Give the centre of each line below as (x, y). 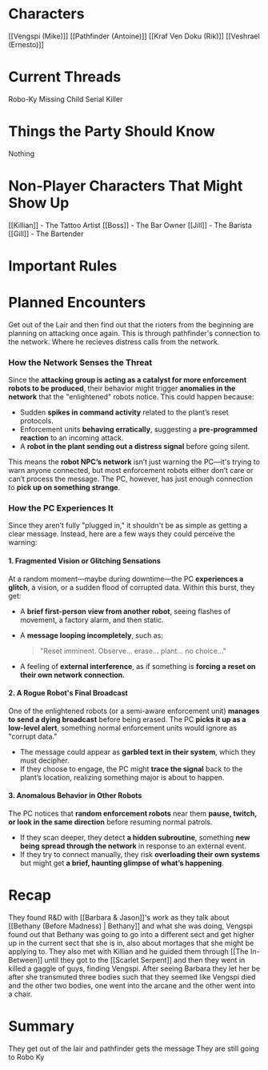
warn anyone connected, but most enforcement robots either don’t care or (131, 471)
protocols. (36, 421)
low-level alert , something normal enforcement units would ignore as (123, 727)
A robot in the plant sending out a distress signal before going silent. (135, 447)
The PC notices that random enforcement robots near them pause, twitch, (133, 814)
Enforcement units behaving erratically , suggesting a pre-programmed (138, 430)
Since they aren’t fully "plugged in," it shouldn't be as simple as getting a (128, 526)
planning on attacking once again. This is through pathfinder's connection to (134, 333)
